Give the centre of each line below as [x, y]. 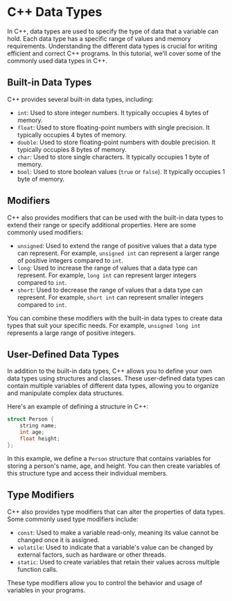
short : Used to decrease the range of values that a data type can [110, 290]
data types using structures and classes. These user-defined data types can [116, 378]
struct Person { [30, 419]
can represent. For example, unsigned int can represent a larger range [118, 253]
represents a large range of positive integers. [72, 333]
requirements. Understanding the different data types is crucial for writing [113, 46]
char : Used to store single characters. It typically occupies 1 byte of [113, 157]
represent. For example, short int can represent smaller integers [110, 297]
